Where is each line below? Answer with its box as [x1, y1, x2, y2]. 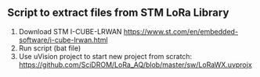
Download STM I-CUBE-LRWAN [18, 26, 122, 36]
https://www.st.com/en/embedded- [123, 26, 239, 36]
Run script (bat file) [18, 43, 81, 53]
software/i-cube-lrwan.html [18, 35, 108, 44]
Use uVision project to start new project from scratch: [18, 51, 193, 61]
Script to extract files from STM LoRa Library [7, 6, 229, 19]
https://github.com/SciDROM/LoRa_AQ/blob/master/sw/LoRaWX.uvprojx [18, 60, 252, 69]
